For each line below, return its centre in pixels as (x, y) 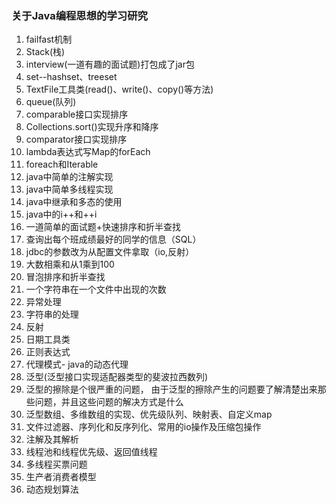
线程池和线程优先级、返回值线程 (91, 452)
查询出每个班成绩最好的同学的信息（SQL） (113, 239)
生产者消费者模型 (61, 477)
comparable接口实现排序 (77, 114)
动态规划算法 (52, 489)
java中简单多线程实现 (69, 189)
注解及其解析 (52, 439)
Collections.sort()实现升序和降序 (92, 127)
